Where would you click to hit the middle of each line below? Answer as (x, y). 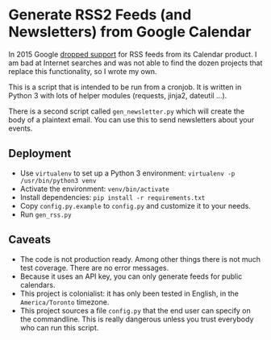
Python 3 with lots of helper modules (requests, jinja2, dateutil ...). (118, 95)
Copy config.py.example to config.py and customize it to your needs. (135, 205)
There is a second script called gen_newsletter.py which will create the (126, 111)
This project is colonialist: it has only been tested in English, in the (129, 293)
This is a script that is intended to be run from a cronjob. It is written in (125, 87)
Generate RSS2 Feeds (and (100, 15)
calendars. (38, 284)
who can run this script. (59, 327)
